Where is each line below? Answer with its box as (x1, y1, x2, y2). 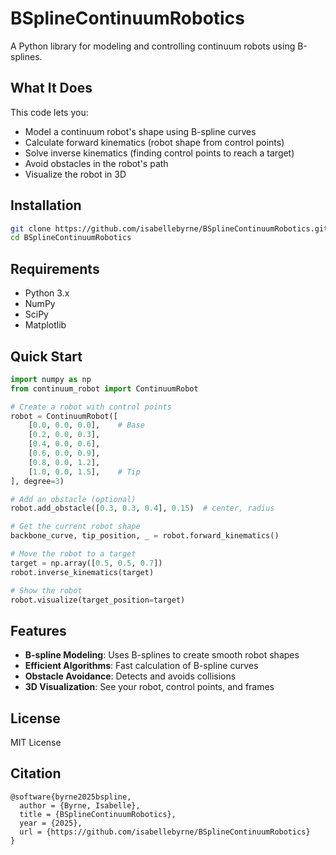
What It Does (10, 80, 93, 97)
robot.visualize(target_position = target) (10, 595, 186, 605)
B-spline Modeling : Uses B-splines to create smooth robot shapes (24, 649, 300, 661)
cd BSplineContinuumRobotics (10, 233, 132, 243)
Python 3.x (24, 287, 70, 299)
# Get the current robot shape (10, 522, 141, 532)
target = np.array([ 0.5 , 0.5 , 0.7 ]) (10, 558, 163, 568)
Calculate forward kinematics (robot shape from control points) (24, 136, 285, 148)
